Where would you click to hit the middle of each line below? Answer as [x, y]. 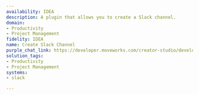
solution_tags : [25, 56]
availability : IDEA [30, 12]
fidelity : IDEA [25, 39]
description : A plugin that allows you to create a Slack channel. [91, 17]
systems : [17, 72]
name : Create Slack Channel [41, 45]
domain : [16, 23]
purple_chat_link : [29, 50]
